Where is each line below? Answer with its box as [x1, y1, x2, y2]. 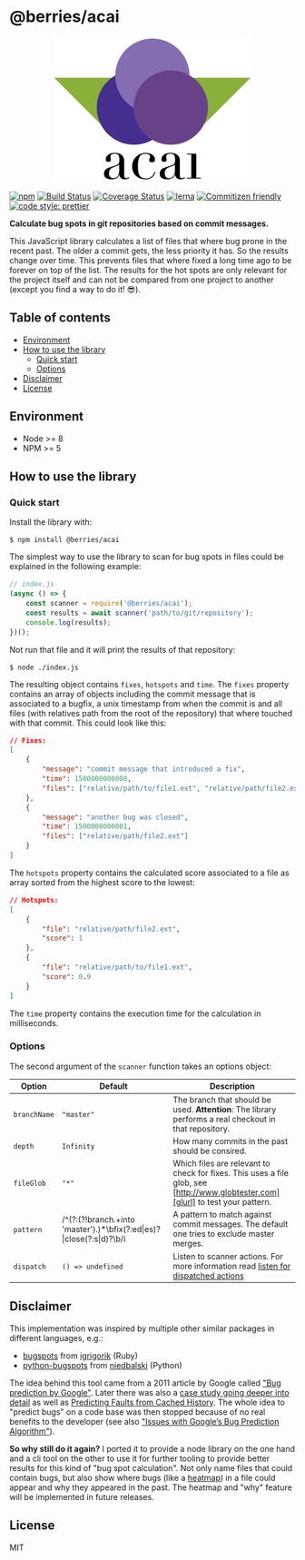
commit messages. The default [172, 1219, 289, 1229]
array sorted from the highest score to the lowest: [9, 876, 195, 887]
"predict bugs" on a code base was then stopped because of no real [9, 1406, 266, 1417]
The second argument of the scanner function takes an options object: [9, 1061, 272, 1071]
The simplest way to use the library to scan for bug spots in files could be [9, 551, 284, 562]
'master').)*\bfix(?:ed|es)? [62, 1223, 161, 1234]
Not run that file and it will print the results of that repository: [9, 644, 236, 655]
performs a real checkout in [172, 1113, 276, 1124]
